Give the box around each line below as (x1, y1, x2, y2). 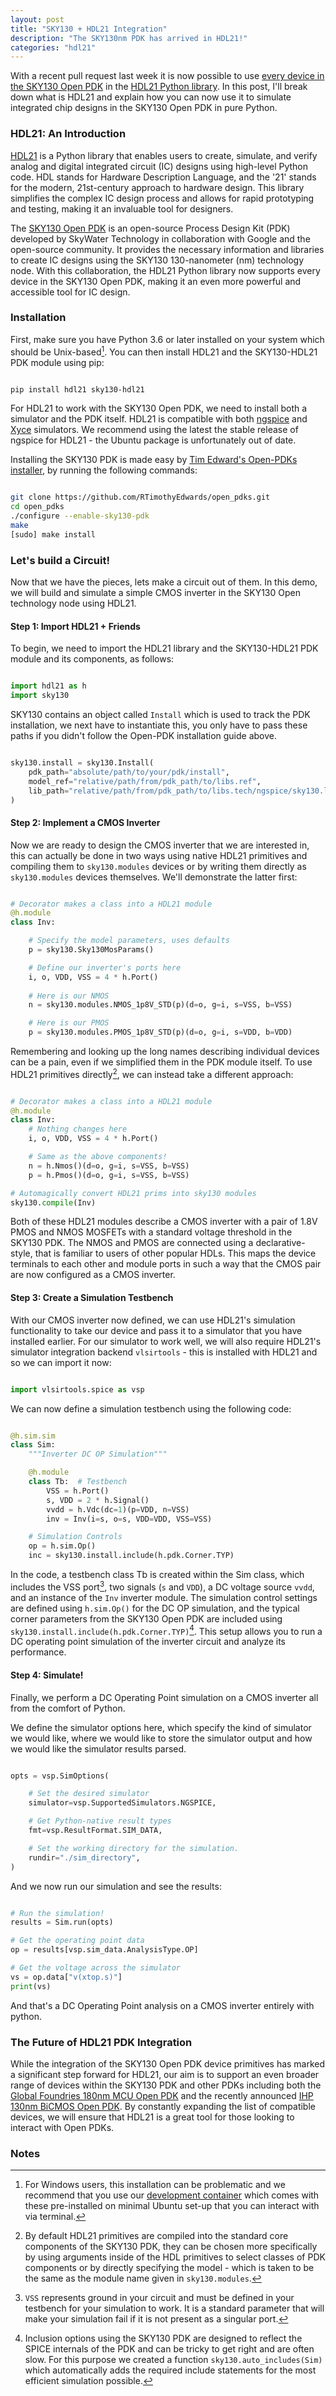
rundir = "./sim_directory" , (28, 1852, 141, 1863)
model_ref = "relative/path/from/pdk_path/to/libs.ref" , (28, 776, 262, 786)
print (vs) (10, 1981, 52, 1991)
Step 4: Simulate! (10, 1669, 84, 1681)
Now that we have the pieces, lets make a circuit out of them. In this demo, (10, 576, 318, 588)
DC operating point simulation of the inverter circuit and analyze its (10, 1636, 287, 1648)
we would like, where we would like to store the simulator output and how (10, 1732, 313, 1744)
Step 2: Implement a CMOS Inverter (10, 816, 161, 828)
